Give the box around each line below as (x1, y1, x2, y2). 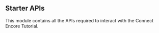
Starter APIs (5, 4, 45, 13)
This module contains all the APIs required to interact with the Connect (5, 17, 154, 23)
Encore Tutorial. (5, 23, 39, 29)
